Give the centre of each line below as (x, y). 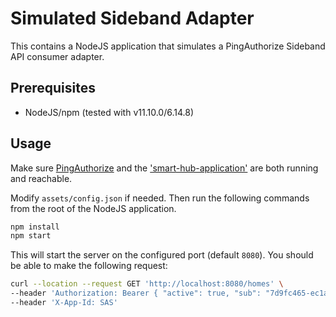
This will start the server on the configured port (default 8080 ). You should (162, 255)
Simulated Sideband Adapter (132, 18)
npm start (31, 236)
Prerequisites (53, 88)
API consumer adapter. (57, 56)
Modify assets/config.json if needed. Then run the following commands (160, 198)
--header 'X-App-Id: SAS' (64, 303)
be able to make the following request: (89, 266)
